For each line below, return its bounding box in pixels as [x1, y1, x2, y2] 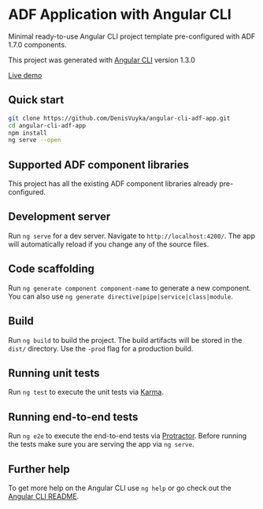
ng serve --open [8, 136, 61, 144]
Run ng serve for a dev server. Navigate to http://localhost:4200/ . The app [8, 231, 256, 240]
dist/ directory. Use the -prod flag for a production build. [8, 344, 194, 353]
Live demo [8, 70, 43, 80]
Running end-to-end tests [8, 410, 139, 423]
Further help [8, 463, 71, 476]
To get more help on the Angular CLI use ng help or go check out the [8, 483, 232, 492]
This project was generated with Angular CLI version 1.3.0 [8, 55, 195, 65]
